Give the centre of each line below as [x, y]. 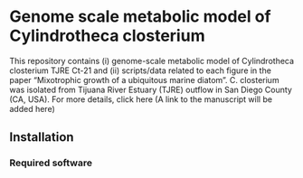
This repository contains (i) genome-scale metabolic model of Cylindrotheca [152, 61]
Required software [51, 163]
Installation [42, 137]
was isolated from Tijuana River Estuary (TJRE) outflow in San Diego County [151, 89]
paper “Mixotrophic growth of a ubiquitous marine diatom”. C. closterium [144, 80]
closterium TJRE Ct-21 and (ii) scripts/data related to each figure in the [140, 70]
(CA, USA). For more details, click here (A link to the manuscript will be [141, 99]
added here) [33, 108]
